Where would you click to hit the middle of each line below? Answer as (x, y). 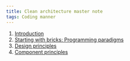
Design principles (36, 46)
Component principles (41, 52)
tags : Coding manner (31, 17)
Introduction (29, 33)
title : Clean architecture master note (55, 11)
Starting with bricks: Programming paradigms (69, 40)
